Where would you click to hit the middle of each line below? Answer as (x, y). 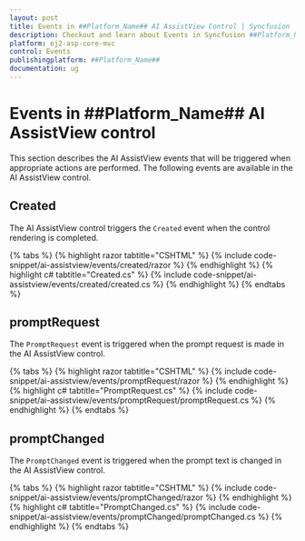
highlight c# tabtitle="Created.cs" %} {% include (101, 275)
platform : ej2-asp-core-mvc (63, 43)
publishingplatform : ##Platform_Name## (85, 60)
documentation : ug (44, 69)
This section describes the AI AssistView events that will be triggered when (150, 158)
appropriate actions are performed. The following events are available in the (151, 167)
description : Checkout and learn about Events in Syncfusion (128, 35)
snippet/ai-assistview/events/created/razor (90, 265)
